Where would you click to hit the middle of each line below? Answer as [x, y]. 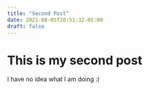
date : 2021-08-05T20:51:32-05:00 [55, 20]
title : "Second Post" [38, 13]
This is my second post [75, 60]
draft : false [26, 26]
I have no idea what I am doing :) [53, 79]
